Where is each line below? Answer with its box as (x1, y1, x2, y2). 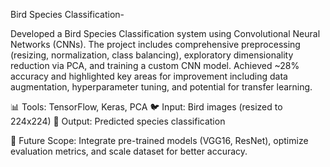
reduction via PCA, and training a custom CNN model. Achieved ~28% (10, 60, 300, 71)
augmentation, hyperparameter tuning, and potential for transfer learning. (10, 81, 313, 93)
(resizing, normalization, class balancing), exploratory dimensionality (10, 49, 294, 61)
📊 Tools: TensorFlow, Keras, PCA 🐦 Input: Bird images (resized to (10, 101, 283, 113)
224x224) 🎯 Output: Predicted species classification (10, 115, 226, 127)
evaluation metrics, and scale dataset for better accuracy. (10, 145, 248, 157)
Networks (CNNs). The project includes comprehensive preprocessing (10, 39, 301, 50)
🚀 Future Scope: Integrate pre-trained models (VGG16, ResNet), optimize (10, 135, 309, 146)
